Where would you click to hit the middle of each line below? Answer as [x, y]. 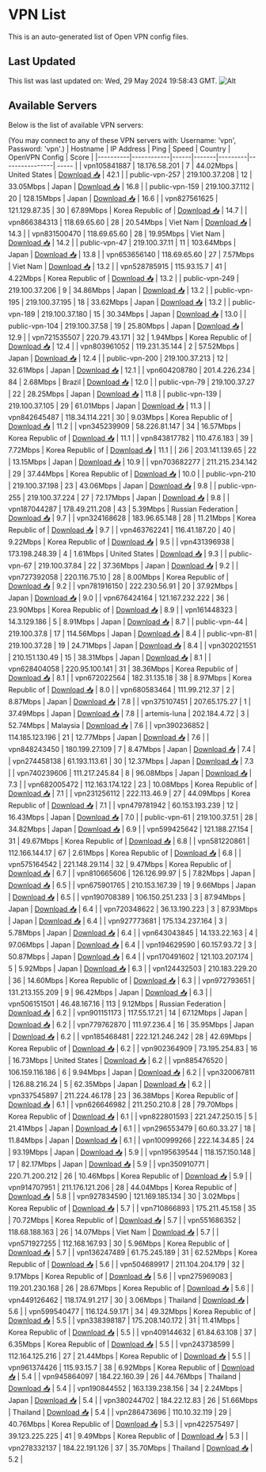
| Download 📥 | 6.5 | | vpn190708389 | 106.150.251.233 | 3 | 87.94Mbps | [127, 897]
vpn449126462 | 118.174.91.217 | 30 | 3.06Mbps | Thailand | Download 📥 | [129, 1300]
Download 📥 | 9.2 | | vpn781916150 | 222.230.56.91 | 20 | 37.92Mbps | [123, 586]
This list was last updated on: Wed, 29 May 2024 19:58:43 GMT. [113, 80]
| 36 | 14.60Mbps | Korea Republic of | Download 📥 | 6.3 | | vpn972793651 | [131, 980]
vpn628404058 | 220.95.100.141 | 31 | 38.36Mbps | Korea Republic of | [123, 669]
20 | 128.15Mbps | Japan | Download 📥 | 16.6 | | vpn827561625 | [113, 198]
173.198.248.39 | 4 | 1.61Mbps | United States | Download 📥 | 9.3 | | [118, 553]
